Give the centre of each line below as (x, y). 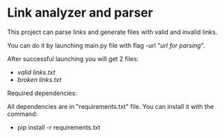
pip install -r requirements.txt (59, 127)
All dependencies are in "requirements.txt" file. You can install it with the (111, 106)
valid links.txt (36, 72)
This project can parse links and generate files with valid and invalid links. (112, 32)
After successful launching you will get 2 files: (73, 59)
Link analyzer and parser (80, 13)
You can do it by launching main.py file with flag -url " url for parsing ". (106, 45)
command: (23, 114)
